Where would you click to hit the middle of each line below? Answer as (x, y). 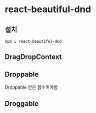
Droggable (22, 104)
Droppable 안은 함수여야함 (31, 87)
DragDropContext (33, 57)
